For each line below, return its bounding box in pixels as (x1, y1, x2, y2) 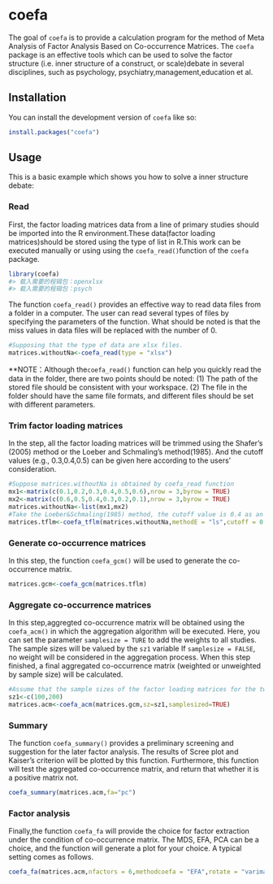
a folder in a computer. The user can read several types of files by (8, 308, 229, 318)
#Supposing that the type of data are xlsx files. (8, 342, 184, 350)
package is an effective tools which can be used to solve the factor (8, 50, 233, 59)
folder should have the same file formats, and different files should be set (8, 391, 254, 401)
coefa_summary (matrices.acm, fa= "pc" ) (8, 789, 136, 797)
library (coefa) (8, 270, 60, 278)
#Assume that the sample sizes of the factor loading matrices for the (8, 686, 256, 694)
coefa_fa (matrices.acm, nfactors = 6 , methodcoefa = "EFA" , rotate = (8, 868, 238, 876)
